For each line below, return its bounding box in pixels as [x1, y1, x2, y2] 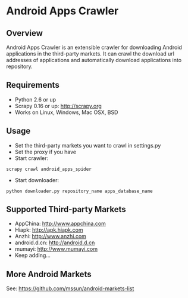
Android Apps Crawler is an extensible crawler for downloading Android [6, 44, 183, 51]
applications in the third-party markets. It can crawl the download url [6, 50, 174, 57]
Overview [6, 28, 43, 38]
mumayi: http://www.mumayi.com [14, 245, 98, 253]
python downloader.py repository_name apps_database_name [6, 188, 153, 194]
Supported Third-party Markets [6, 204, 126, 214]
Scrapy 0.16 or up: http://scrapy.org [14, 102, 102, 109]
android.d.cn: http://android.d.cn [14, 239, 95, 246]
